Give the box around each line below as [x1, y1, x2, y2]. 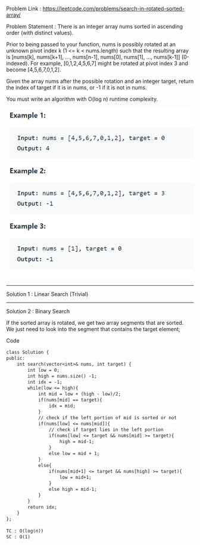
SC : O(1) [6, 534, 31, 540]
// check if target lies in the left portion [48, 426, 164, 432]
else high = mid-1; [48, 486, 97, 492]
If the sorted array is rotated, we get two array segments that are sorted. [6, 319, 184, 326]
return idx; [27, 504, 58, 510]
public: [6, 355, 26, 361]
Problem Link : [6, 5, 42, 12]
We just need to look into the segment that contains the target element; [6, 325, 180, 332]
